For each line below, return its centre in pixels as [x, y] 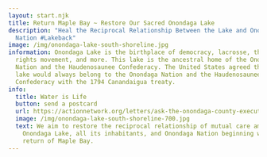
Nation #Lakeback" [46, 38]
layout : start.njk [39, 15]
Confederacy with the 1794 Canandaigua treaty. [96, 82]
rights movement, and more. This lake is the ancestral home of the [131, 60]
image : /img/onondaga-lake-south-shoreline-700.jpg [103, 119]
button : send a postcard [56, 104]
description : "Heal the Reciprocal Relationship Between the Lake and [128, 30]
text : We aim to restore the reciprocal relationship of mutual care [133, 126]
